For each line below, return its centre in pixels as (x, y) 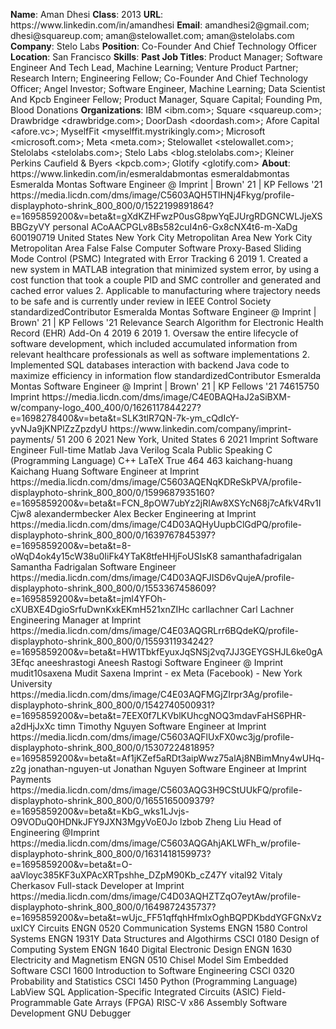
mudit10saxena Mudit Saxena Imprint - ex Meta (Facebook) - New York (156, 673)
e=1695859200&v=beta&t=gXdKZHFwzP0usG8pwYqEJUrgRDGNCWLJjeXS (166, 216)
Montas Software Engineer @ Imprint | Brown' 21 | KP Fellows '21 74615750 (165, 386)
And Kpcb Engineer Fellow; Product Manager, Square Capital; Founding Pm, (166, 99)
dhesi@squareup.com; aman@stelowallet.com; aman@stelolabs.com (152, 35)
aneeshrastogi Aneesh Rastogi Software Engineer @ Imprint (160, 662)
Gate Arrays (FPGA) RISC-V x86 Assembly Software (180, 1002)
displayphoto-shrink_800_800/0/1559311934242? (112, 641)
